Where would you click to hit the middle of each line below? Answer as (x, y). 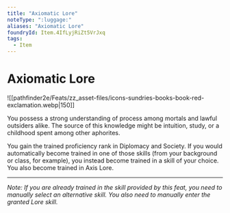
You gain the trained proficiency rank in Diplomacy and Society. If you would (115, 146)
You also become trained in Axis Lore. (61, 167)
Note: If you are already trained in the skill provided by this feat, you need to (115, 187)
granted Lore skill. (33, 201)
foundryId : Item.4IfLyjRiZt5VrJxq (56, 32)
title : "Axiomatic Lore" (42, 13)
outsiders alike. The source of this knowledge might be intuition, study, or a (113, 125)
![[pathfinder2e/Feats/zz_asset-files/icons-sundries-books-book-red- (106, 98)
